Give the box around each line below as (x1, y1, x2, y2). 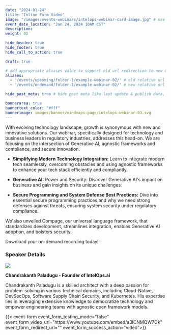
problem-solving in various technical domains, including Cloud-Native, (5, 287, 153, 293)
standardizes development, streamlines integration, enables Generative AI (5, 223, 160, 229)
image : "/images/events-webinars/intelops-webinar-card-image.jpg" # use (5, 17, 165, 22)
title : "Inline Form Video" (5, 12, 65, 17)
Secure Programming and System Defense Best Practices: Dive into (12, 191, 158, 198)
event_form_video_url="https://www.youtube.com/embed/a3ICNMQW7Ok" (5, 319, 163, 325)
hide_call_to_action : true (5, 49, 63, 55)
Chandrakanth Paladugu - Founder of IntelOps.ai (5, 272, 110, 278)
